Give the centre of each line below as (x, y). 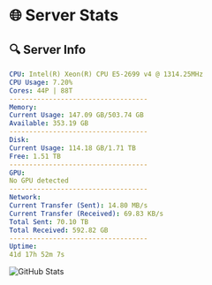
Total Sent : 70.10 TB (49, 221)
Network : (25, 198)
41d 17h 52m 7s (37, 255)
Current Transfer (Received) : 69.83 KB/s (87, 214)
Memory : (23, 107)
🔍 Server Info (48, 49)
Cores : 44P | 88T (41, 90)
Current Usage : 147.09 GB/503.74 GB (76, 116)
